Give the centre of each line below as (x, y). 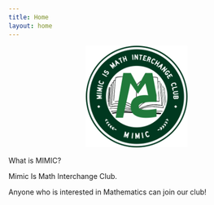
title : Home (28, 17)
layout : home (31, 26)
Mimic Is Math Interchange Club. (63, 176)
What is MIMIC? (35, 160)
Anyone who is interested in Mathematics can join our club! (108, 192)
